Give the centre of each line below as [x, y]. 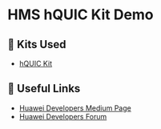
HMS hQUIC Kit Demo [80, 15]
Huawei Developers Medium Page [75, 108]
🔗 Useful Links [44, 89]
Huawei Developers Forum [63, 116]
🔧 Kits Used [37, 44]
